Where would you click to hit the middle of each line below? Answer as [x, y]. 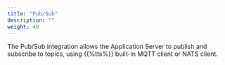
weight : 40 [23, 27]
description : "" [31, 20]
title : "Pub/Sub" [33, 14]
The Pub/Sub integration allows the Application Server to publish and [107, 47]
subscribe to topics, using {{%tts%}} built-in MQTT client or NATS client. [112, 54]
